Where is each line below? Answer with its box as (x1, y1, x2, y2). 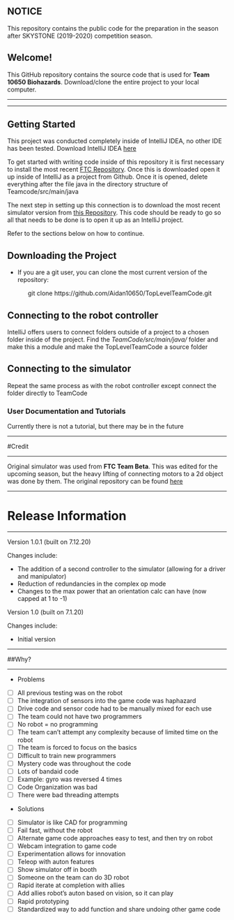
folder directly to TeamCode (7, 389, 88, 397)
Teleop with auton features (17, 858, 95, 866)
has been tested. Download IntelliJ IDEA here (7, 144, 137, 153)
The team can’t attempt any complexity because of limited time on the (17, 728, 219, 736)
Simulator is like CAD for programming (17, 818, 127, 826)
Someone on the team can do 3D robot (17, 873, 130, 882)
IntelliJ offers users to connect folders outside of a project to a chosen (7, 328, 210, 336)
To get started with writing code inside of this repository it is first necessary (7, 158, 225, 166)
